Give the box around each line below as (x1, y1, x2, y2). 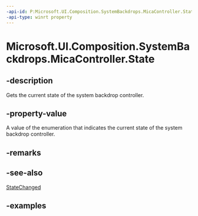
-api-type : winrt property (6, 14, 72, 20)
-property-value (6, 108, 67, 118)
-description (6, 76, 53, 86)
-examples (6, 201, 47, 211)
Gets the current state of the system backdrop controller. (6, 91, 144, 98)
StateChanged (6, 183, 41, 191)
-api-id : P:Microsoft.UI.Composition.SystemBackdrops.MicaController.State (6, 8, 196, 15)
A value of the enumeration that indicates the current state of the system (6, 124, 183, 131)
